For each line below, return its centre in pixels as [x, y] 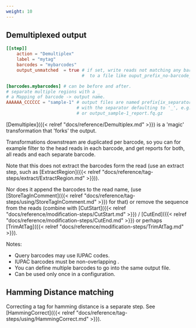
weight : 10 [19, 11]
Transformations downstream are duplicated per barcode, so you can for [94, 142]
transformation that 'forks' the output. [51, 130]
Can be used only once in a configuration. [65, 274]
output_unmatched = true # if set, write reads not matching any [99, 70]
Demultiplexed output [46, 35]
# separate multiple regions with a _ [53, 92]
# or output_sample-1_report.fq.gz [120, 114]
